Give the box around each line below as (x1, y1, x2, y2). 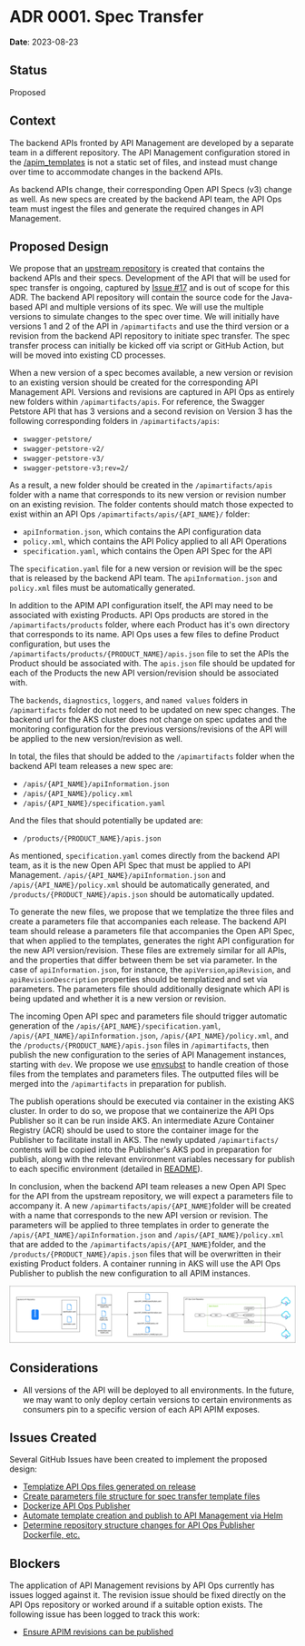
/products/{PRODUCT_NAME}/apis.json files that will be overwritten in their (9, 1248, 281, 1259)
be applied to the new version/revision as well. (9, 734, 183, 744)
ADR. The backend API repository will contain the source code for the (9, 292, 270, 303)
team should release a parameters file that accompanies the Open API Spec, (9, 926, 295, 937)
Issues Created (9, 1430, 97, 1445)
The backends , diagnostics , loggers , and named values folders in (9, 695, 248, 705)
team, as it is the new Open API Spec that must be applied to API (9, 860, 251, 871)
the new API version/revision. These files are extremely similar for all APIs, (9, 945, 288, 956)
